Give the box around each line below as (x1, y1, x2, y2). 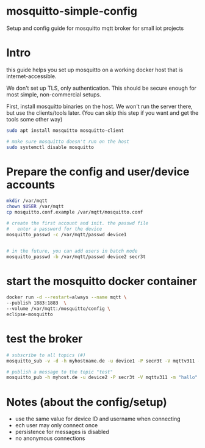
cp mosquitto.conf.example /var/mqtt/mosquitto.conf (6, 209, 143, 215)
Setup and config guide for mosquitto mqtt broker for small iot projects (6, 24, 184, 32)
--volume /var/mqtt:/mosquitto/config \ (6, 306, 111, 312)
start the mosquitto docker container (6, 274, 197, 288)
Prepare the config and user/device (6, 165, 190, 178)
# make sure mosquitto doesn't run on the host (6, 139, 130, 145)
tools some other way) (6, 115, 63, 123)
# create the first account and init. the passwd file (6, 220, 149, 226)
